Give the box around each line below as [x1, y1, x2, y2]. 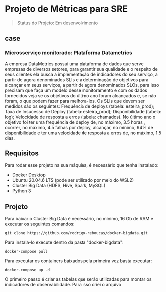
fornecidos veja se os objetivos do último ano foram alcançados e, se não [5, 92, 157, 98]
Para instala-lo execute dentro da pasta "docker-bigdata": [5, 239, 124, 245]
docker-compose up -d [5, 268, 50, 273]
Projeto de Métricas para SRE [5, 3, 128, 15]
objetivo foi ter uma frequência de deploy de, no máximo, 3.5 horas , [5, 119, 145, 125]
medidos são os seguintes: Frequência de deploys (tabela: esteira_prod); [5, 103, 155, 109]
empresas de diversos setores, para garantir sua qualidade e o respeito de [5, 66, 158, 72]
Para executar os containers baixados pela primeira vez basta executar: [5, 258, 152, 264]
